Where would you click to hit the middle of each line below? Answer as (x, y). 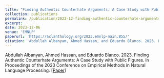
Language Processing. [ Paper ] (36, 70)
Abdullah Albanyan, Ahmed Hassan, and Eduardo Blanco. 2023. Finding (77, 55)
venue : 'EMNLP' (20, 32)
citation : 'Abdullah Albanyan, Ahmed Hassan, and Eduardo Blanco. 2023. (81, 41)
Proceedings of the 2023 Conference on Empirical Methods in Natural (75, 65)
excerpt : (14, 23)
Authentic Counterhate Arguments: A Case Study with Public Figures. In (77, 60)
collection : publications (31, 14)
